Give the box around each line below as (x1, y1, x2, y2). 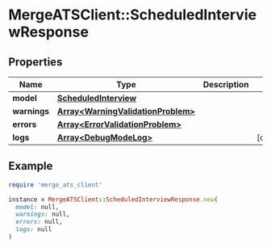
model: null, (15, 203, 60, 211)
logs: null (15, 225, 52, 233)
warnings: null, (15, 210, 70, 219)
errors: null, (15, 218, 63, 226)
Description (202, 79, 249, 90)
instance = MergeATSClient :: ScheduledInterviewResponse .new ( (8, 195, 219, 204)
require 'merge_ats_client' (8, 180, 103, 189)
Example (8, 159, 53, 173)
